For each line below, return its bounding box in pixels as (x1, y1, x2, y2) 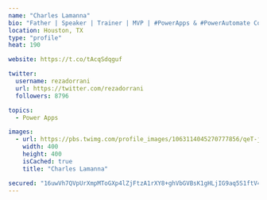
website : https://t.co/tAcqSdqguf (8, 56, 123, 63)
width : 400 (22, 143, 59, 151)
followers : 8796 (15, 92, 69, 100)
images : (8, 128, 34, 136)
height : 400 (22, 150, 62, 158)
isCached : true (22, 157, 73, 165)
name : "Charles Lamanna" (8, 11, 91, 20)
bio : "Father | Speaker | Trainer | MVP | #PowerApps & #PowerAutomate (8, 19, 250, 27)
